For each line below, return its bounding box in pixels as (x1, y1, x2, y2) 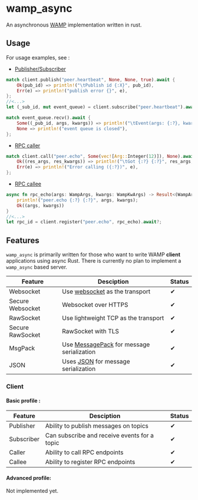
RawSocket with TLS (61, 327, 120, 336)
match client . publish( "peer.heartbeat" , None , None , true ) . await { (6, 77, 176, 82)
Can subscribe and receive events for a (45, 432, 154, 440)
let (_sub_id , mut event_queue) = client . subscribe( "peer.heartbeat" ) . (6, 104, 186, 110)
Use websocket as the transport (61, 287, 151, 296)
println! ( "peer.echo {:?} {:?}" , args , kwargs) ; (16, 197, 138, 203)
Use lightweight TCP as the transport (61, 314, 164, 322)
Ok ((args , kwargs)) (16, 203, 65, 208)
